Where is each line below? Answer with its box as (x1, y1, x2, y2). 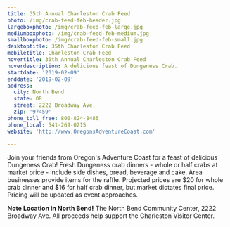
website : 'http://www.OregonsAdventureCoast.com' (7, 128, 156, 135)
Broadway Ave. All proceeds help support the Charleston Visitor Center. (7, 212, 215, 220)
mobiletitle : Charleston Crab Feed (7, 50, 112, 57)
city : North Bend (13, 89, 65, 96)
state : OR (13, 96, 42, 103)
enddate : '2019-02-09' (7, 75, 74, 83)
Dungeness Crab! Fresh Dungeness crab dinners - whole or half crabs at (7, 161, 218, 169)
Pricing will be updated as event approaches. (7, 190, 139, 199)
